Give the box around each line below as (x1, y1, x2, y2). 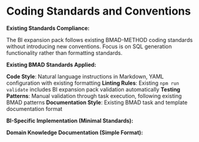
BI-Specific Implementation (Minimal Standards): (6, 117, 134, 124)
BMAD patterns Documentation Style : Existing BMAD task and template (6, 99, 188, 106)
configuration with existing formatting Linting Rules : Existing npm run (6, 79, 179, 87)
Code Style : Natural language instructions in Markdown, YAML (6, 73, 164, 80)
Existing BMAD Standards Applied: (6, 61, 96, 68)
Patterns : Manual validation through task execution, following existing (6, 92, 182, 99)
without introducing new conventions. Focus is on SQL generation (6, 43, 172, 50)
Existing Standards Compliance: (6, 24, 90, 32)
